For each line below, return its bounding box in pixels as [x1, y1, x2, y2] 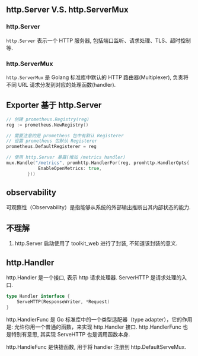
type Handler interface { [6, 294, 70, 300]
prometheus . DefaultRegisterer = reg [6, 144, 97, 150]
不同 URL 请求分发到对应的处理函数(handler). [6, 81, 116, 88]
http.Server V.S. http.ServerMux [6, 5, 129, 15]
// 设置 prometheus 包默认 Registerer [6, 138, 98, 144]
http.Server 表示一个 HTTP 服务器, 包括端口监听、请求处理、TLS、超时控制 [6, 37, 191, 44]
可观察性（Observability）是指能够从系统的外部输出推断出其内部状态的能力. [6, 204, 191, 211]
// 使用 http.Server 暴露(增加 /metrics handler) [6, 155, 126, 160]
